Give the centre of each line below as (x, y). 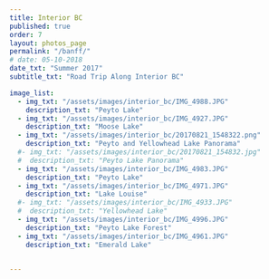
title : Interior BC (46, 18)
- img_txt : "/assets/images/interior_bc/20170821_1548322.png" (139, 135)
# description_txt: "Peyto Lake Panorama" (101, 160)
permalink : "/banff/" (50, 52)
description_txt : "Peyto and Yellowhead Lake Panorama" (134, 144)
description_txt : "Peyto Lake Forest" (99, 227)
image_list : (32, 93)
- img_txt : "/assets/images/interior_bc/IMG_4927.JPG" (123, 119)
